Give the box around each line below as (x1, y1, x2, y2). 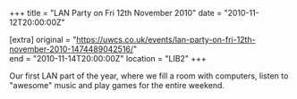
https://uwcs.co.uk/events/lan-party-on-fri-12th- (75, 35, 257, 45)
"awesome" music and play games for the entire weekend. (9, 80, 225, 90)
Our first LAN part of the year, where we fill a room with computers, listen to (9, 70, 289, 81)
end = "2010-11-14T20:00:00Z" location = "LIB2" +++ (9, 54, 208, 63)
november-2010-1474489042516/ (9, 44, 134, 54)
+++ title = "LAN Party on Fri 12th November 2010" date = (9, 8, 222, 18)
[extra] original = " (9, 35, 77, 45)
